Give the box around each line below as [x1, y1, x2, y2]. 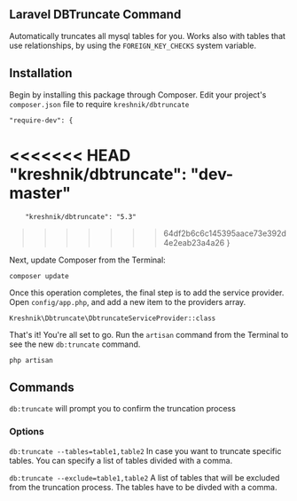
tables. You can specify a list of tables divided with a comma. [9, 455, 233, 466]
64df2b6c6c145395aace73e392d [163, 228, 286, 239]
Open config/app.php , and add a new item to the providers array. [9, 296, 246, 307]
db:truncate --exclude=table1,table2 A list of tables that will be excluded [9, 472, 280, 482]
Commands [9, 380, 75, 395]
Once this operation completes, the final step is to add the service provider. [9, 287, 285, 298]
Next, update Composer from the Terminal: [9, 254, 166, 265]
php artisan [9, 356, 53, 364]
